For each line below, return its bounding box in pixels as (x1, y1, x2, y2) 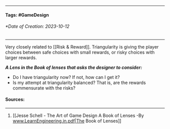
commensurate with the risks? (12, 84, 76, 91)
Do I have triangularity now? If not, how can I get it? (12, 74, 120, 80)
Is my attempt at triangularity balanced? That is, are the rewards (12, 79, 146, 85)
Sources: (5, 97, 25, 103)
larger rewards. (5, 54, 37, 61)
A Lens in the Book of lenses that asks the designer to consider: (5, 64, 143, 70)
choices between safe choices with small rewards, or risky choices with (5, 49, 155, 55)
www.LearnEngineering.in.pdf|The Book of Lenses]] (12, 118, 121, 124)
